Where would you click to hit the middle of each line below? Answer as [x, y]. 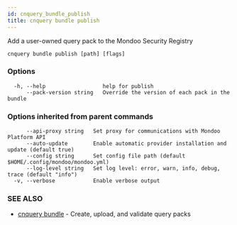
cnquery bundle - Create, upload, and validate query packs [104, 214]
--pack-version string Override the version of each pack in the [128, 92]
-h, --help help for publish [84, 86]
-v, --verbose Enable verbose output [87, 181]
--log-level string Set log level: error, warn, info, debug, [123, 169]
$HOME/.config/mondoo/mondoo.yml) [59, 163]
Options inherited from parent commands [81, 116]
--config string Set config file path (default [106, 156]
